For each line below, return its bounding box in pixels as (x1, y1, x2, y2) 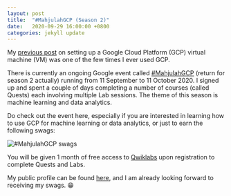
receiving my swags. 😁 (7, 181, 74, 190)
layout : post (7, 10, 45, 17)
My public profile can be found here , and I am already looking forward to (7, 174, 214, 182)
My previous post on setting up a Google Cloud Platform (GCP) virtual (7, 48, 206, 57)
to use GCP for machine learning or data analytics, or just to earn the (7, 119, 203, 128)
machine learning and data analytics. (7, 98, 113, 107)
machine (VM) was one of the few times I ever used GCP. (7, 56, 171, 64)
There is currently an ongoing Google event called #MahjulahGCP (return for (7, 69, 225, 77)
